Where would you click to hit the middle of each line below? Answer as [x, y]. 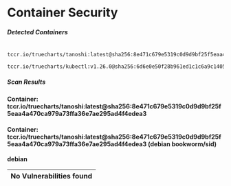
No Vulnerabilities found [52, 176]
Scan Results [26, 82]
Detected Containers [38, 32]
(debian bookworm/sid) [182, 144]
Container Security [63, 13]
